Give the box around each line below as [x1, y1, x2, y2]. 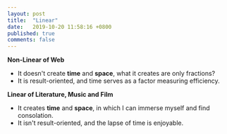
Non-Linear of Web [7, 55, 65, 64]
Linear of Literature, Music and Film [7, 91, 114, 99]
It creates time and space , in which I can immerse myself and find [17, 104, 210, 112]
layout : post [7, 10, 46, 18]
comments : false [7, 36, 55, 43]
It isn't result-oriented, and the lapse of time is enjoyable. [17, 119, 184, 127]
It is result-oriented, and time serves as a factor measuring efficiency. [17, 76, 220, 85]
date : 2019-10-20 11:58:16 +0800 [7, 23, 112, 30]
